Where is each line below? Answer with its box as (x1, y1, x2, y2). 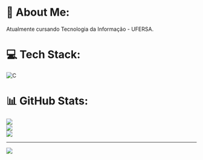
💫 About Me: (6, 5, 70, 19)
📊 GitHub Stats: (6, 94, 89, 108)
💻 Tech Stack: (6, 48, 81, 62)
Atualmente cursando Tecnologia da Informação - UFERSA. (6, 25, 154, 33)
